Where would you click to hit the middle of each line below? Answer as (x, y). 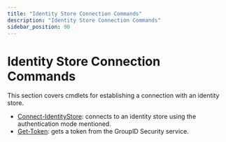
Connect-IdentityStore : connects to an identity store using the (107, 117)
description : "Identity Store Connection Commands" (84, 20)
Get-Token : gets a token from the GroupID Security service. (103, 132)
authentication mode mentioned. (64, 124)
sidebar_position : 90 (39, 27)
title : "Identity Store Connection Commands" (75, 14)
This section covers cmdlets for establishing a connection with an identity (113, 96)
